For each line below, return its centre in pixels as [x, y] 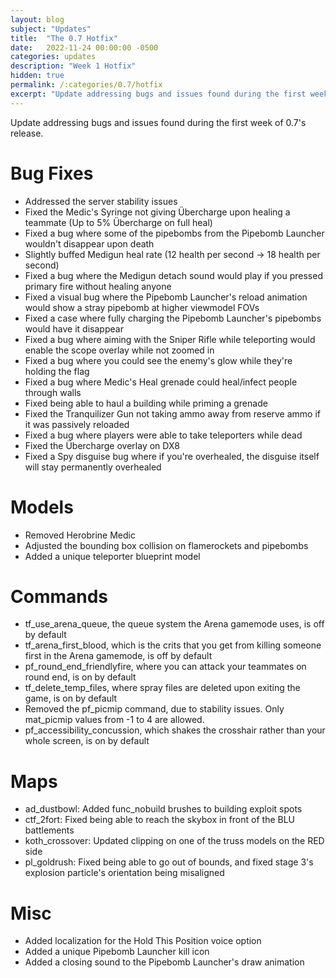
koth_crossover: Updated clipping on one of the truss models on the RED [174, 841]
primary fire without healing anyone [98, 286]
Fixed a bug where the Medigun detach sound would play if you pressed [173, 275]
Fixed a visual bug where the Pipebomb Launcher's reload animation [166, 297]
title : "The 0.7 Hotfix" [64, 38]
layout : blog [37, 19]
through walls [53, 392]
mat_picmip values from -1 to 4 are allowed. [114, 720]
